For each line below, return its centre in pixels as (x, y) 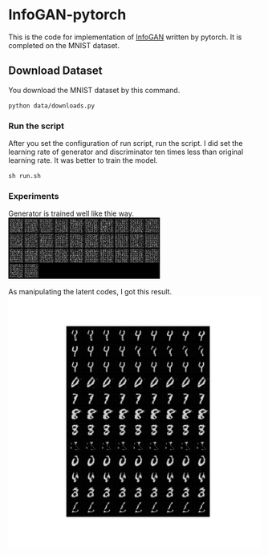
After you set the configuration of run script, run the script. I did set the (126, 144)
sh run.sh (25, 176)
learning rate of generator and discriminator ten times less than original (126, 152)
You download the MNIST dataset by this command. (94, 90)
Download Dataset (55, 71)
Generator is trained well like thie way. (71, 213)
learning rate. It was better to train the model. (83, 160)
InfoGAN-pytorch (67, 15)
